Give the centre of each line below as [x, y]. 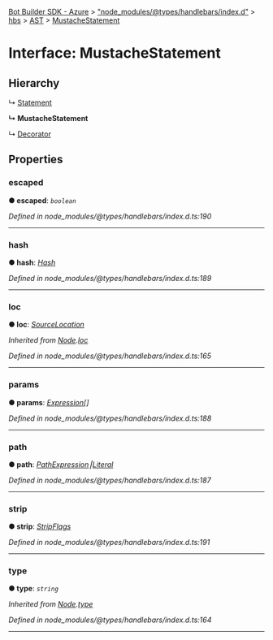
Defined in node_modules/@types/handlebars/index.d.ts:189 [110, 278]
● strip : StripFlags [40, 526]
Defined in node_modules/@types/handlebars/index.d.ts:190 [110, 216]
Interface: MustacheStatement [115, 53]
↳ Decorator [30, 134]
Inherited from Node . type [51, 604]
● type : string [34, 589]
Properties [36, 160]
